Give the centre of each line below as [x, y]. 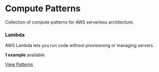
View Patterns [19, 65]
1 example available [25, 55]
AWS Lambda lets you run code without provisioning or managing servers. [80, 46]
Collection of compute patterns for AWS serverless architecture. [70, 22]
